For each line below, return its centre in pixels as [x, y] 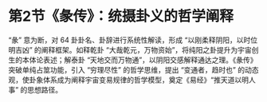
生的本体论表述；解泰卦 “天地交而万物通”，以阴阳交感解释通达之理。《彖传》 [133, 60]
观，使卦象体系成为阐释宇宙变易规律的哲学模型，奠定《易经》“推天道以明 [129, 80]
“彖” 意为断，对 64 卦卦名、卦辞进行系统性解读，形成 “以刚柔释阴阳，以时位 [133, 40]
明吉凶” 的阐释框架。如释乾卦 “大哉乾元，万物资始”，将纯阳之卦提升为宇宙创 [133, 49]
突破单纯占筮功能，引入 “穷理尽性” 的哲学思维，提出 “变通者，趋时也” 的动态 [133, 69]
